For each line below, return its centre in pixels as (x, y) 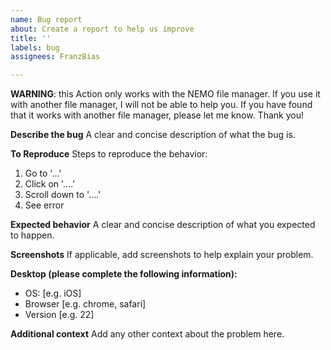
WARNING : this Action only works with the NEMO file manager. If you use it (165, 94)
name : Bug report (46, 19)
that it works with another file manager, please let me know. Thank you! (157, 115)
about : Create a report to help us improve (102, 29)
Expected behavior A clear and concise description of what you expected (163, 225)
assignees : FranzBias (55, 57)
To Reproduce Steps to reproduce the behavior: (109, 154)
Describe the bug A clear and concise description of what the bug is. (153, 135)
